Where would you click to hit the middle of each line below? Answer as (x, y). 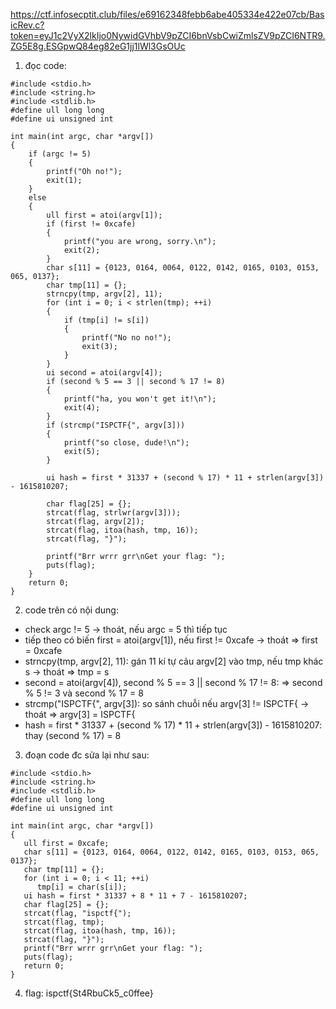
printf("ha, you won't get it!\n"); (140, 399)
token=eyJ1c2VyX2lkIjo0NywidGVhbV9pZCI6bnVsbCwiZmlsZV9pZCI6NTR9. (168, 35)
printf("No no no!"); (126, 338)
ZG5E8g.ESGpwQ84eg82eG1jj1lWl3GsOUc (98, 46)
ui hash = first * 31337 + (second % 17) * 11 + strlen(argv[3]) (185, 478)
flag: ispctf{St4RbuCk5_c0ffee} (89, 993)
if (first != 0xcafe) (91, 224)
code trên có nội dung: (71, 610)
